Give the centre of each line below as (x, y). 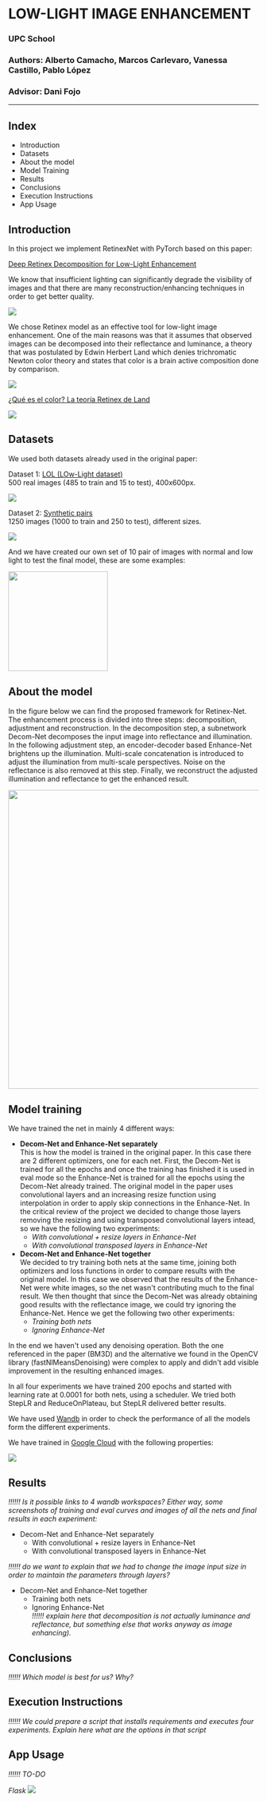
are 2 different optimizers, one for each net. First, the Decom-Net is (130, 1161)
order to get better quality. (51, 296)
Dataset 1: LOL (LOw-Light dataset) (66, 474)
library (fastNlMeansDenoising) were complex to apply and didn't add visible (133, 1362)
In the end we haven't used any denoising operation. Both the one (116, 1346)
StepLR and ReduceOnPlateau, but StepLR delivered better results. (117, 1404)
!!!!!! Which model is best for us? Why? (71, 1677)
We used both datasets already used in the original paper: (103, 458)
